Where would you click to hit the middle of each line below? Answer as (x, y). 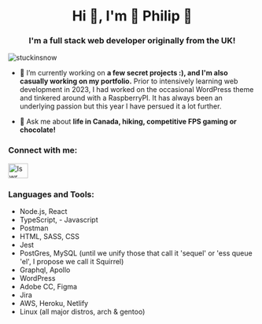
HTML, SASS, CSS (50, 237)
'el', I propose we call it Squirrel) (72, 262)
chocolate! (38, 130)
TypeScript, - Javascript (59, 220)
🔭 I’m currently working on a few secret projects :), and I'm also (124, 73)
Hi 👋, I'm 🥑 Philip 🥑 (132, 16)
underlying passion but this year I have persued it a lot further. (120, 106)
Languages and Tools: (51, 194)
